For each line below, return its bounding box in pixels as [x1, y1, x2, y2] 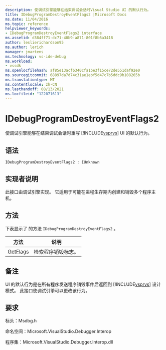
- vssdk [5, 63, 22, 68]
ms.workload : [5, 59, 33, 64]
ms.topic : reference [5, 21, 49, 27]
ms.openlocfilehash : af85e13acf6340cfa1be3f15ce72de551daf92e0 [5, 68, 140, 73]
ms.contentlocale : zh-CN [5, 82, 57, 87]
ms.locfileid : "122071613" [5, 91, 62, 96]
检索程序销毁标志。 [34, 248, 79, 255]
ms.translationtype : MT [5, 77, 55, 82]
